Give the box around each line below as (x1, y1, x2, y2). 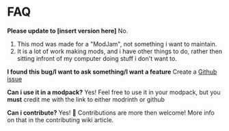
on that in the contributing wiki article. (7, 115, 114, 123)
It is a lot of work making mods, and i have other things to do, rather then (16, 47, 222, 55)
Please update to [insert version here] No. (7, 27, 129, 35)
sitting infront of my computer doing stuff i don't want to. (16, 54, 178, 62)
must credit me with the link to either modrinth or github (7, 95, 165, 103)
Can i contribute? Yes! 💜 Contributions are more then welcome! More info (7, 108, 215, 117)
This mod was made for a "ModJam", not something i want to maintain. (16, 40, 217, 48)
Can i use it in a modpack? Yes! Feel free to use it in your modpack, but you (7, 88, 221, 96)
